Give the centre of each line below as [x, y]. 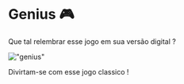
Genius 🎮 [42, 15]
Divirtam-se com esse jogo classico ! [69, 71]
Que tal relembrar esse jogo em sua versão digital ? [92, 41]
